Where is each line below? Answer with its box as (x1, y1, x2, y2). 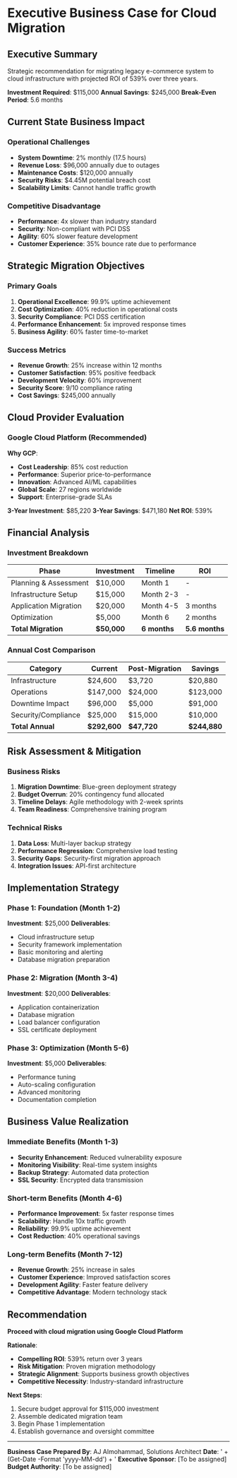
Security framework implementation (17, 940, 122, 949)
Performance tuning (17, 1072, 76, 1081)
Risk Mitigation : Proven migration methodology (17, 1362, 156, 1371)
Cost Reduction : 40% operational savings (17, 1231, 140, 1240)
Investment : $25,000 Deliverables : (7, 919, 111, 927)
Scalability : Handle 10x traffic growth (17, 1216, 127, 1225)
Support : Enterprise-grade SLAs (17, 493, 113, 501)
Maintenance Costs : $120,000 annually (17, 168, 133, 177)
